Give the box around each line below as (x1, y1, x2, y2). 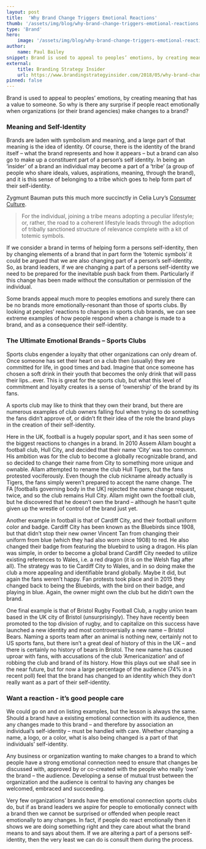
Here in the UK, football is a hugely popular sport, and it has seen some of (6, 433, 193, 440)
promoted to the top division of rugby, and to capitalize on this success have (6, 619, 200, 627)
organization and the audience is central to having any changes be (6, 778, 175, 786)
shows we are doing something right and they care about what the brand (6, 823, 191, 831)
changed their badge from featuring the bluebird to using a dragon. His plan (6, 543, 198, 550)
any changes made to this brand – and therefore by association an (6, 721, 174, 728)
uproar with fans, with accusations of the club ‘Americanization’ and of (6, 652, 185, 660)
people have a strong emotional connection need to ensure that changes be (6, 759, 198, 766)
